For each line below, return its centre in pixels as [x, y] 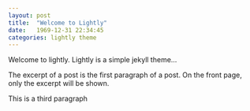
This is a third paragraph [48, 98]
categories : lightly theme [52, 37]
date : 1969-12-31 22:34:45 [56, 30]
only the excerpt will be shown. [59, 83]
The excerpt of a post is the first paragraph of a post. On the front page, [125, 75]
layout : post [30, 15]
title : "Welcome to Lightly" [58, 23]
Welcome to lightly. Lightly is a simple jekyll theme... [93, 60]
